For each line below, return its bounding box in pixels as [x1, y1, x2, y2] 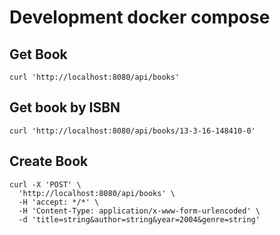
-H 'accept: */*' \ [18, 197, 100, 207]
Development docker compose [9, 6, 271, 29]
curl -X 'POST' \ [9, 179, 82, 190]
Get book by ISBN [9, 99, 121, 116]
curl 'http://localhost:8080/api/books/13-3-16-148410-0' [9, 126, 256, 136]
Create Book [9, 153, 89, 170]
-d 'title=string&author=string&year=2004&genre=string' [18, 214, 261, 225]
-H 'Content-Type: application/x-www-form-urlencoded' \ [18, 206, 261, 216]
